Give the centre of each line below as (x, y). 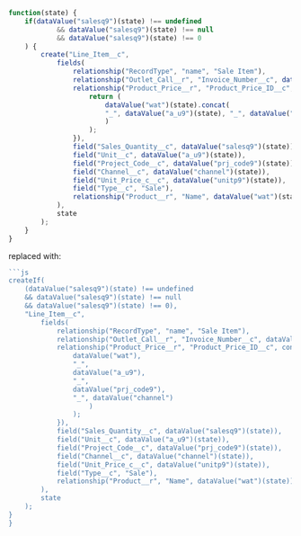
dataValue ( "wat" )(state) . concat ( (167, 105)
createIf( (27, 281)
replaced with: (35, 255)
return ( (105, 96)
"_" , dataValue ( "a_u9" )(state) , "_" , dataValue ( (198, 113)
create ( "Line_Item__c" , (85, 55)
